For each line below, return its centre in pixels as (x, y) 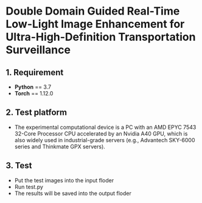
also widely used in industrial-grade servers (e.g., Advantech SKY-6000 (105, 140)
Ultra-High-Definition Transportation (101, 37)
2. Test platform (37, 113)
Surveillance (38, 50)
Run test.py (29, 187)
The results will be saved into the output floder (73, 193)
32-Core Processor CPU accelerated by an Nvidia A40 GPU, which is (101, 133)
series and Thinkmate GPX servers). (60, 146)
